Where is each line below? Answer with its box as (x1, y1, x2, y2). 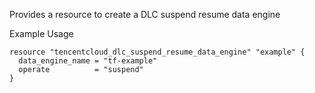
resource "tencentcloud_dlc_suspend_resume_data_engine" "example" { (9, 47, 306, 57)
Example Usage (9, 28, 74, 39)
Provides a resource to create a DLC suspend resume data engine (9, 9, 281, 20)
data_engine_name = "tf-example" (18, 56, 158, 66)
